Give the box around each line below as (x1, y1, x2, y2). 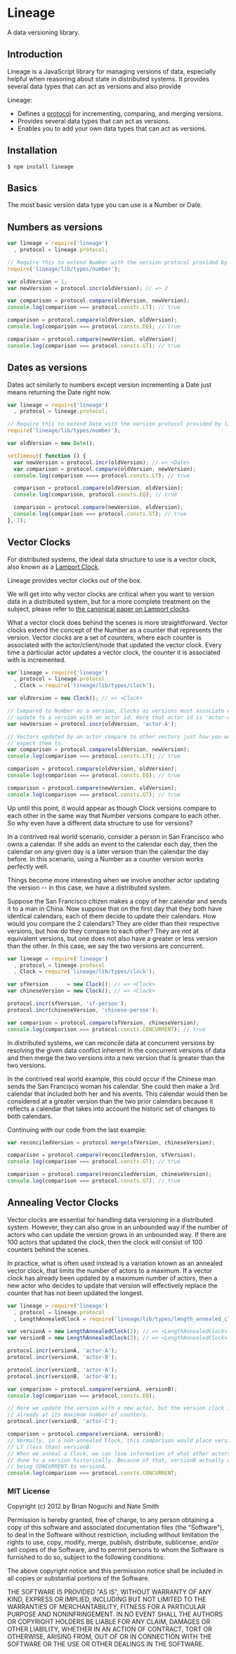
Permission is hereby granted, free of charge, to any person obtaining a (7, 1516, 214, 1524)
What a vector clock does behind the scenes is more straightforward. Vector (7, 618, 228, 626)
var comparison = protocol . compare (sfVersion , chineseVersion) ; (7, 1019, 199, 1026)
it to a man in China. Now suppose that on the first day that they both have (7, 904, 223, 913)
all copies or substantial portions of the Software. (7, 1574, 150, 1582)
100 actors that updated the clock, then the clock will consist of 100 (7, 1238, 203, 1246)
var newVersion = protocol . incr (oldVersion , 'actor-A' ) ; (7, 720, 178, 727)
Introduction (7, 48, 63, 60)
